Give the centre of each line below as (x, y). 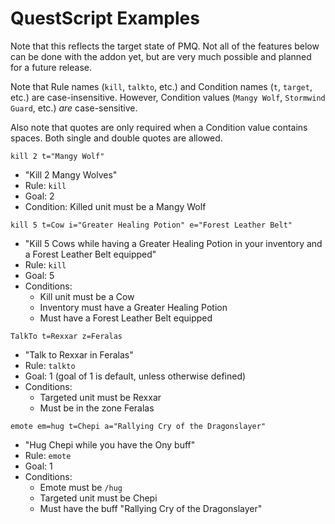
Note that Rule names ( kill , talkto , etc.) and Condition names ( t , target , (161, 86)
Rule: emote (48, 455)
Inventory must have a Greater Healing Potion (133, 307)
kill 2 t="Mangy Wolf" (57, 156)
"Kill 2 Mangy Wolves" (71, 174)
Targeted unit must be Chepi (98, 498)
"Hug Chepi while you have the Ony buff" (110, 444)
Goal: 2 (39, 196)
